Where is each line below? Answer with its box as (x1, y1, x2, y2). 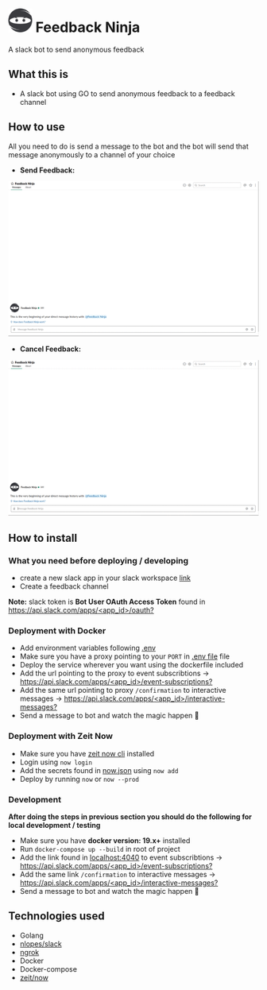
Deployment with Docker (8, 625, 106, 636)
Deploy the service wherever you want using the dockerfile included (19, 660, 244, 670)
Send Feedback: (19, 165, 75, 175)
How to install (8, 531, 78, 544)
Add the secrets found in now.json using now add (19, 765, 179, 775)
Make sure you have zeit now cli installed (19, 748, 155, 758)
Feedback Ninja (35, 18, 141, 37)
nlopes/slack (19, 938, 62, 949)
